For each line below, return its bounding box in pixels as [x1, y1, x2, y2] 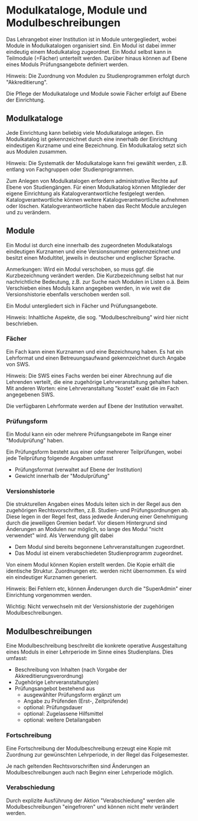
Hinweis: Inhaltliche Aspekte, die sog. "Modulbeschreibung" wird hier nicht [6, 313, 189, 321]
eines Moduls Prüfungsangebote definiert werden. [6, 60, 129, 68]
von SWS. [6, 360, 30, 367]
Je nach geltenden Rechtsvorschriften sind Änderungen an [6, 762, 150, 770]
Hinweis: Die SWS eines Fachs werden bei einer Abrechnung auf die [6, 372, 173, 379]
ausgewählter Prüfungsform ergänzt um [23, 691, 121, 699]
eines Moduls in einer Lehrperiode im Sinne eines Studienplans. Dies [6, 648, 173, 655]
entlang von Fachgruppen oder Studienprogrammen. [6, 166, 135, 173]
